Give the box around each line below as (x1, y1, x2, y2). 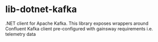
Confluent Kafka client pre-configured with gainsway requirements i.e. (5, 25, 153, 31)
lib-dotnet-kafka (5, 4, 77, 15)
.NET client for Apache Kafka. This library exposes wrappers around (5, 20, 149, 26)
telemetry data (5, 31, 36, 37)
